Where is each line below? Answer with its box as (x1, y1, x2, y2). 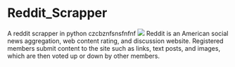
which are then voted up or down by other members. (7, 51, 160, 60)
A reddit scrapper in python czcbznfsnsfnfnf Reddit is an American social (7, 29, 229, 37)
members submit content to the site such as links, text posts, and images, (7, 44, 220, 52)
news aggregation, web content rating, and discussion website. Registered (7, 37, 224, 45)
